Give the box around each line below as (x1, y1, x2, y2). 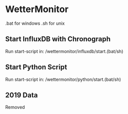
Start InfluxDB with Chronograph (5, 35, 111, 43)
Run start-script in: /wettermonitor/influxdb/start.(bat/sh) (5, 48, 123, 54)
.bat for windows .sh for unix (5, 20, 65, 26)
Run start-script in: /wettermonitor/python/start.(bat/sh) (5, 76, 121, 82)
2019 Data (5, 91, 38, 99)
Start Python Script (5, 63, 67, 72)
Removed (5, 104, 25, 110)
